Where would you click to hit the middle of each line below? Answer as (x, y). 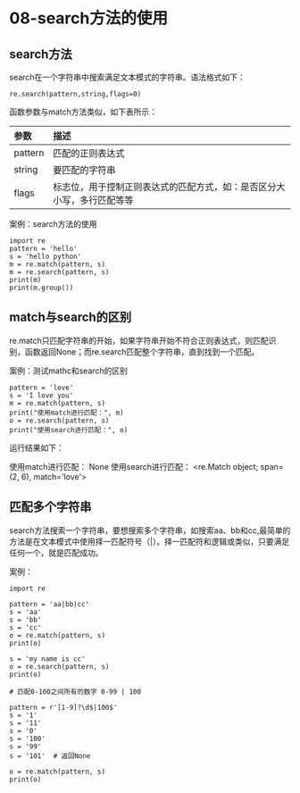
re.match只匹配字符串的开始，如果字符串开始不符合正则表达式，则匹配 (139, 340)
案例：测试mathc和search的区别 (68, 371)
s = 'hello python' (46, 256)
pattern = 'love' (42, 388)
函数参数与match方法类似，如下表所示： (83, 112)
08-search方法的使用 (88, 18)
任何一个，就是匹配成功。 (56, 552)
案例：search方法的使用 (53, 224)
